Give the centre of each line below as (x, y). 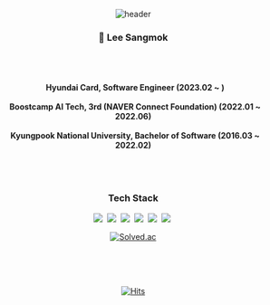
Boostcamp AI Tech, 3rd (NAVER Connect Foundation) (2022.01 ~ (135, 106)
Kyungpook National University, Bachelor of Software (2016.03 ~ (135, 135)
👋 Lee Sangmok (133, 37)
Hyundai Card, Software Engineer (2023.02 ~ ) (135, 87)
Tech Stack (133, 198)
